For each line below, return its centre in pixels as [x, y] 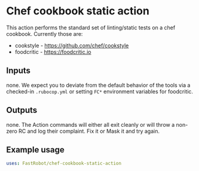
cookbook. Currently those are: [45, 33]
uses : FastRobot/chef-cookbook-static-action [64, 164]
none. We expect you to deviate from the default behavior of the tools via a [98, 85]
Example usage [35, 150]
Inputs [19, 71]
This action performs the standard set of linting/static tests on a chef [91, 28]
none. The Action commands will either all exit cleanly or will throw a [91, 124]
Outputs [22, 110]
